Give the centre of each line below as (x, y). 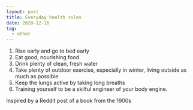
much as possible (37, 77)
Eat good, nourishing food (47, 57)
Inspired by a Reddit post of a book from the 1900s (69, 101)
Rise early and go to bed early (52, 51)
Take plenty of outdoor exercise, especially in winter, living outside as (101, 70)
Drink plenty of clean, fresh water (56, 64)
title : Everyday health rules (44, 17)
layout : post (22, 12)
